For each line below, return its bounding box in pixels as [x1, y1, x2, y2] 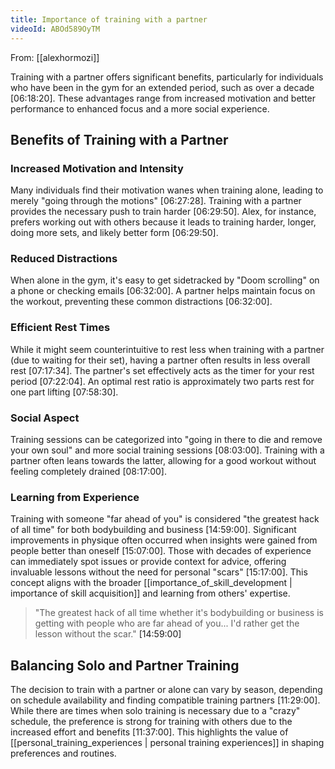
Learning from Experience [10, 491, 140, 504]
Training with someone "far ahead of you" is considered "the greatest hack [10, 513, 320, 525]
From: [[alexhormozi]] [10, 51, 100, 63]
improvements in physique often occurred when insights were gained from [10, 534, 318, 546]
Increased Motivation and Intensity [10, 161, 184, 175]
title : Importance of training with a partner [10, 14, 208, 25]
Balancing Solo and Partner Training [10, 657, 240, 674]
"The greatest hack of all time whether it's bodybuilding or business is [34, 607, 324, 619]
